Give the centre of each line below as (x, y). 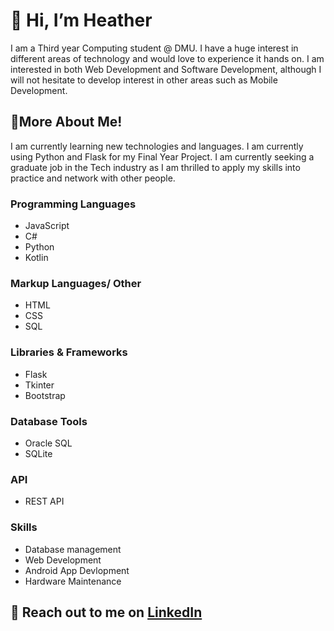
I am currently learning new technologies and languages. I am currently (157, 146)
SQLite (38, 453)
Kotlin (36, 258)
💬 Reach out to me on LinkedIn (106, 612)
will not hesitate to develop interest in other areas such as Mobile (144, 80)
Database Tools (49, 421)
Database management (73, 549)
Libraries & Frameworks (69, 352)
